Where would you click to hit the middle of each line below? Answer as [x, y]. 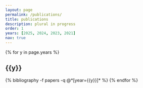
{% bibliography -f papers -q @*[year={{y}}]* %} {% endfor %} [72, 80]
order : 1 [14, 29]
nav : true [16, 38]
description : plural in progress [40, 24]
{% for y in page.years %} [32, 52]
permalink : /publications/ [34, 15]
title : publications [27, 19]
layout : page [19, 10]
